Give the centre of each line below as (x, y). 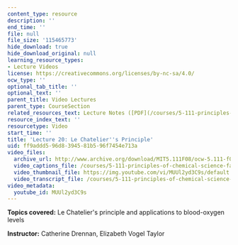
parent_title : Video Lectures (52, 100)
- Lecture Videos (33, 67)
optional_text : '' (34, 93)
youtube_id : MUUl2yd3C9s (50, 192)
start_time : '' (30, 133)
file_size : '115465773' (42, 40)
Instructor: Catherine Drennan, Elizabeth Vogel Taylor (86, 234)
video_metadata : (31, 185)
